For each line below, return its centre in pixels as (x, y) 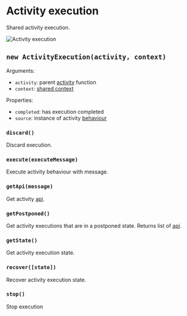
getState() (22, 240)
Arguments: (21, 70)
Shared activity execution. (38, 27)
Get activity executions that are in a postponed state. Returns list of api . (94, 225)
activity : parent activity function (55, 82)
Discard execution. (29, 145)
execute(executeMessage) (42, 159)
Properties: (20, 100)
